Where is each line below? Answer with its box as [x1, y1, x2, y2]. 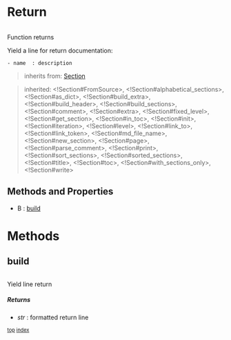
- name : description [7, 59, 72, 66]
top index [7, 326, 30, 333]
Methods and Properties [7, 186, 114, 197]
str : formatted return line [17, 313, 89, 321]
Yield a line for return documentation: [7, 46, 113, 54]
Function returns [7, 32, 54, 41]
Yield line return [7, 280, 52, 288]
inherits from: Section [23, 72, 86, 80]
